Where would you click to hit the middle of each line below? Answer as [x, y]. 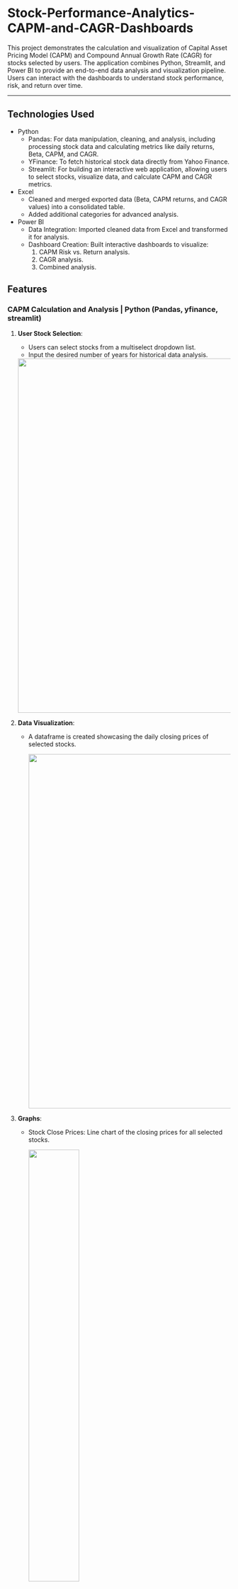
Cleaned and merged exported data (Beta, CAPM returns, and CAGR [128, 199]
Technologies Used [51, 114]
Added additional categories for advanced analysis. [103, 214]
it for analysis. [49, 237]
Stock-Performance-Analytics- [101, 13]
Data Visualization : [46, 723]
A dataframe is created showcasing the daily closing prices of [118, 737]
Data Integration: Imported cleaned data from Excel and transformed [128, 229]
